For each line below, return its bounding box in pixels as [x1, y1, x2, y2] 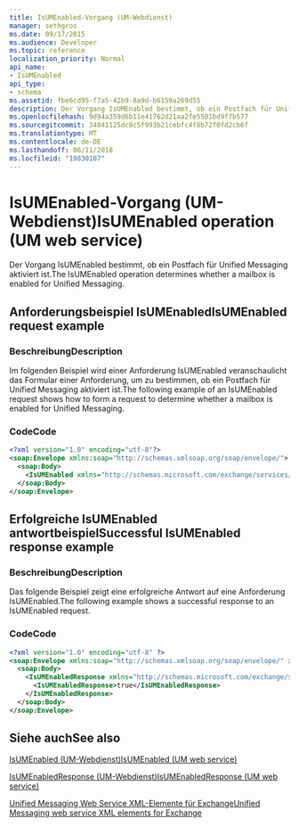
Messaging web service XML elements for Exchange [9, 807, 203, 818]
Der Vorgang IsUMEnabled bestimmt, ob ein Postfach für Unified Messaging [9, 259, 288, 270]
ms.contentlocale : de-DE [9, 137, 101, 146]
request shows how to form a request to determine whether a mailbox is [9, 394, 273, 405]
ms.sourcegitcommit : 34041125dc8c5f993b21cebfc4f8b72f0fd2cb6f [9, 121, 249, 130]
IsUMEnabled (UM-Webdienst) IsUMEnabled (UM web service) [9, 754, 238, 765]
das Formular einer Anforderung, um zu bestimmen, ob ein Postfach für [9, 375, 271, 386]
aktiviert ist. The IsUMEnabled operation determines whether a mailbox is [9, 269, 276, 280]
